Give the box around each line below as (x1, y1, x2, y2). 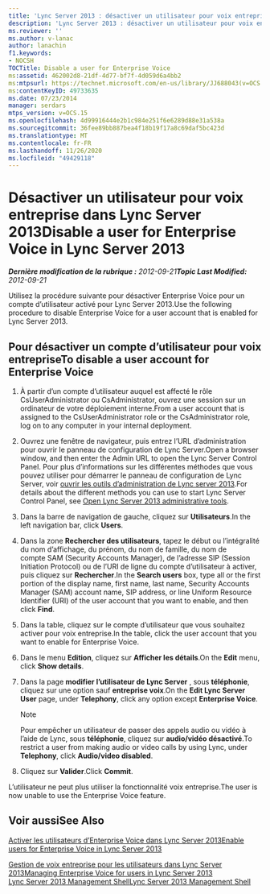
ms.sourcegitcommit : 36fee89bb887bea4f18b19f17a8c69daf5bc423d (8, 124, 225, 132)
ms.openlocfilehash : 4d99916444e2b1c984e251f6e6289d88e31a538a (8, 117, 225, 125)
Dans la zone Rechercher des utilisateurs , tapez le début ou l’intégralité (19, 536, 260, 545)
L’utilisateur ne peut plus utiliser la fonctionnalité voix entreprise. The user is (8, 782, 258, 792)
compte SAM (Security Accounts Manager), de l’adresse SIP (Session (19, 553, 251, 562)
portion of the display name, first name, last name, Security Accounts (19, 579, 250, 588)
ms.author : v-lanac (8, 34, 74, 43)
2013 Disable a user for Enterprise (8, 223, 237, 242)
